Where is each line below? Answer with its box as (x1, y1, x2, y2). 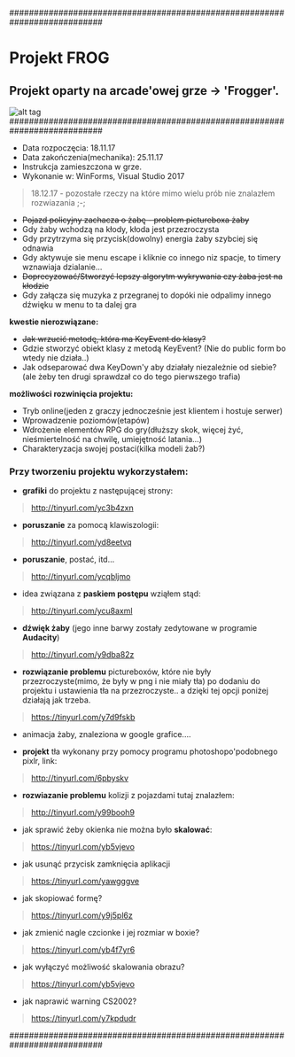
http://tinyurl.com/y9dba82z (30, 649, 135, 660)
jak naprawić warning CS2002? (21, 996, 137, 1006)
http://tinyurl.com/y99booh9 (30, 807, 136, 818)
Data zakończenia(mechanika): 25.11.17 (21, 152, 164, 162)
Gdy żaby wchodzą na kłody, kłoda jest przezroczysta (21, 224, 220, 234)
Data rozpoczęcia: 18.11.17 (21, 143, 116, 153)
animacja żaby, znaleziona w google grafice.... (21, 729, 191, 740)
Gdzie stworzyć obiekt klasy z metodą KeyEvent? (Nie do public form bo (21, 343, 286, 354)
